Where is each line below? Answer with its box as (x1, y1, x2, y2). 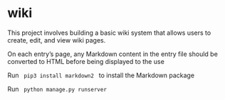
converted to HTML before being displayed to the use (7, 57, 165, 65)
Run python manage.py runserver (7, 84, 107, 93)
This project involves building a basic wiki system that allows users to (7, 28, 211, 37)
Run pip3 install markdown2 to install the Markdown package (7, 71, 194, 79)
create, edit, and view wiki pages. (7, 35, 106, 44)
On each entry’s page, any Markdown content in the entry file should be (7, 50, 219, 58)
